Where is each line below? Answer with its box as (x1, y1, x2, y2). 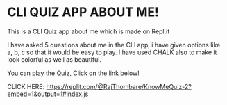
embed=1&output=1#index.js (7, 90, 89, 98)
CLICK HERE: (7, 82, 45, 90)
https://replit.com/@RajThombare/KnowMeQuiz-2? (46, 82, 192, 90)
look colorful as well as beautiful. (7, 55, 102, 63)
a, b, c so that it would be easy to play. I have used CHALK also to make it (7, 48, 217, 56)
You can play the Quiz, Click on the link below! (7, 69, 140, 77)
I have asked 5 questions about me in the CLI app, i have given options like (7, 40, 221, 49)
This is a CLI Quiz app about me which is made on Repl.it (7, 27, 170, 35)
